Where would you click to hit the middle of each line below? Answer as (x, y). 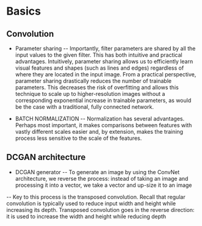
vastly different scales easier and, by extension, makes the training (99, 132)
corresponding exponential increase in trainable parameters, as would (103, 100)
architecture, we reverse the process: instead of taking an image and (102, 178)
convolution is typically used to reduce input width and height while (91, 203)
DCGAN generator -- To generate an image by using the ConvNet (97, 172)
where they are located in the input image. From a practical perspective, (106, 74)
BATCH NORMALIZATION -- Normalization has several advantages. (100, 118)
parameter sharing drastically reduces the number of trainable (93, 81)
